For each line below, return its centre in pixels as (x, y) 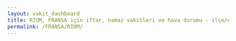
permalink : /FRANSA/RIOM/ (45, 26)
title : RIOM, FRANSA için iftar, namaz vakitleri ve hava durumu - (108, 20)
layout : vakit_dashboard (44, 14)
